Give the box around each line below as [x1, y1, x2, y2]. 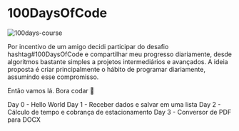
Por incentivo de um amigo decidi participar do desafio [7, 42, 169, 51]
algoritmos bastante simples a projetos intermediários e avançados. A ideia [7, 57, 228, 65]
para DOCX [7, 115, 41, 124]
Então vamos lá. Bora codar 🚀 [7, 86, 95, 95]
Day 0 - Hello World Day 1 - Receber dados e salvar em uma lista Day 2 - [7, 100, 221, 108]
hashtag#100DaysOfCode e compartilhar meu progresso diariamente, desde [7, 50, 233, 58]
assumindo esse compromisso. [7, 73, 99, 81]
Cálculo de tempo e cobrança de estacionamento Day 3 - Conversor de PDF [7, 108, 232, 116]
